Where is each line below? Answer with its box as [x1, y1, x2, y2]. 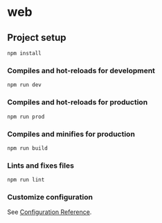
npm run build [7, 144, 48, 152]
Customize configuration [7, 193, 93, 202]
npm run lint [7, 177, 45, 184]
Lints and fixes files [7, 160, 75, 170]
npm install [7, 50, 42, 57]
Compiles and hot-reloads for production [7, 97, 148, 107]
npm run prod [7, 113, 45, 120]
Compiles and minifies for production [7, 129, 135, 139]
